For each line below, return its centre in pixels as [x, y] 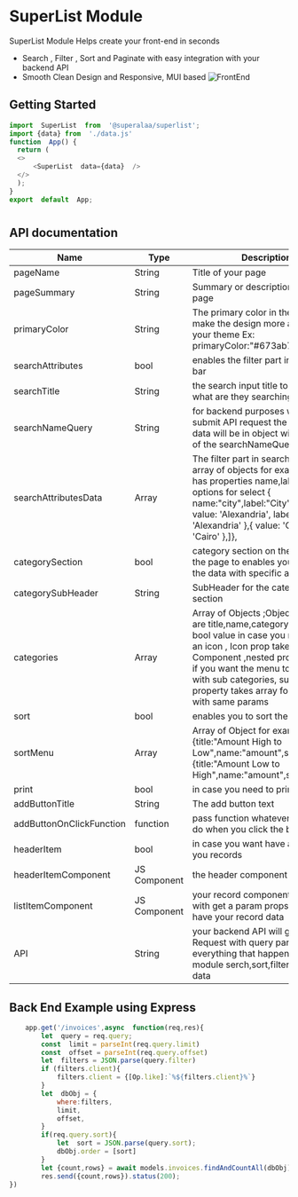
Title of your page [229, 272]
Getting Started [53, 105]
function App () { [43, 142]
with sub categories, [235, 680]
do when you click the [238, 830]
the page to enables [234, 563]
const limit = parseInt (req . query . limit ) [121, 1044]
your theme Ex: [223, 335]
